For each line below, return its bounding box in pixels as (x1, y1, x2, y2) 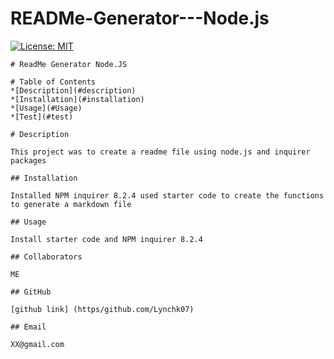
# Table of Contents (10, 77, 97, 87)
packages (10, 155, 47, 166)
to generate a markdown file (10, 199, 132, 209)
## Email (10, 322, 47, 332)
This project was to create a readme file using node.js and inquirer (10, 147, 311, 157)
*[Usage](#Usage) (10, 103, 83, 113)
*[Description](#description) (10, 85, 137, 96)
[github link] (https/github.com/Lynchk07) (10, 304, 195, 314)
